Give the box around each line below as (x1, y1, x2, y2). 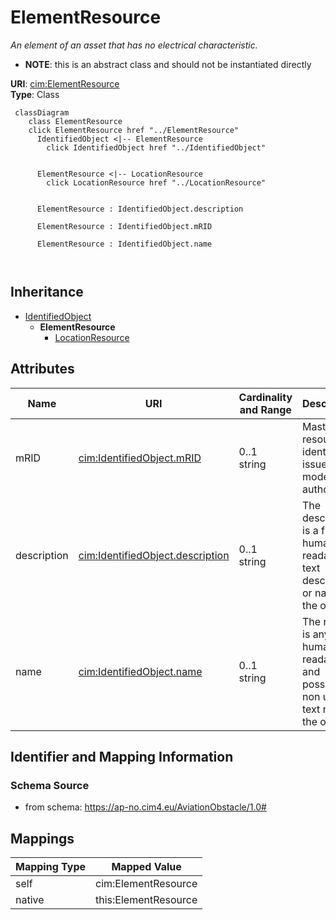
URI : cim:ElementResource (10, 77, 120, 90)
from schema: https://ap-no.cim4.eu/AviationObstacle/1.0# (24, 801, 267, 813)
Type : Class (10, 88, 60, 100)
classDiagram (14, 107, 70, 118)
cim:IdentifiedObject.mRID (78, 451, 202, 465)
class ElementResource (28, 116, 123, 126)
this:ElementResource (95, 893, 198, 907)
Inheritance (10, 284, 84, 301)
